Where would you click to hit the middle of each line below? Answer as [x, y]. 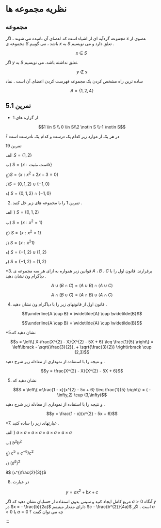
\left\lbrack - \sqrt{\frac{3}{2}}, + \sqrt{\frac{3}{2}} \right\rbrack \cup [82, 347]
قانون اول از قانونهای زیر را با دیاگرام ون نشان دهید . [60, 304]
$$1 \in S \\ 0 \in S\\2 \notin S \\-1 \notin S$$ [82, 127]
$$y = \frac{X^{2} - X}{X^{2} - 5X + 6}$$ [82, 371]
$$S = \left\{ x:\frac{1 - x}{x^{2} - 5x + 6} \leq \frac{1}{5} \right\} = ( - [82, 390]
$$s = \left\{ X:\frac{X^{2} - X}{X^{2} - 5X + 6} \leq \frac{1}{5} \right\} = [82, 342]
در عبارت [21, 482]
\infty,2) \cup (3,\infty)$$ [82, 395]
